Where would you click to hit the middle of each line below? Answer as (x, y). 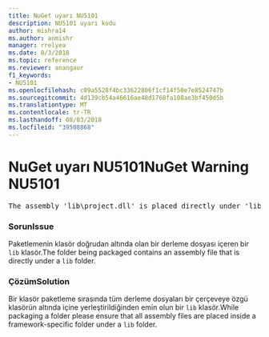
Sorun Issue (31, 227)
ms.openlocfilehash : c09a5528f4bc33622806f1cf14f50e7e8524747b (116, 90)
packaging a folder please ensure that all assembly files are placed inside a (132, 316)
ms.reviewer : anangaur (46, 68)
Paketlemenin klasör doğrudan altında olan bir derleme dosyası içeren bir (129, 243)
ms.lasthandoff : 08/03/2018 (55, 120)
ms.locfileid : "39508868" (51, 127)
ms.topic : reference (43, 61)
